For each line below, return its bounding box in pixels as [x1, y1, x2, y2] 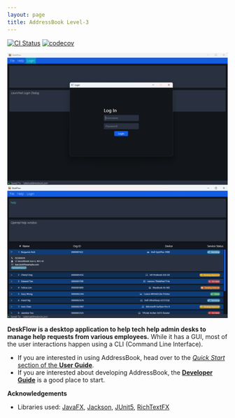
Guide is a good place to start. [17, 376, 106, 384]
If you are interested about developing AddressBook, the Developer [17, 368, 213, 377]
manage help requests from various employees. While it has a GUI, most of [7, 333, 228, 341]
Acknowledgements [7, 389, 68, 398]
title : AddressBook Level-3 [7, 18, 90, 26]
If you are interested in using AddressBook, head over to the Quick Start [17, 354, 225, 362]
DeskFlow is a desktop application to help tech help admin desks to [7, 325, 206, 333]
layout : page [7, 11, 45, 18]
